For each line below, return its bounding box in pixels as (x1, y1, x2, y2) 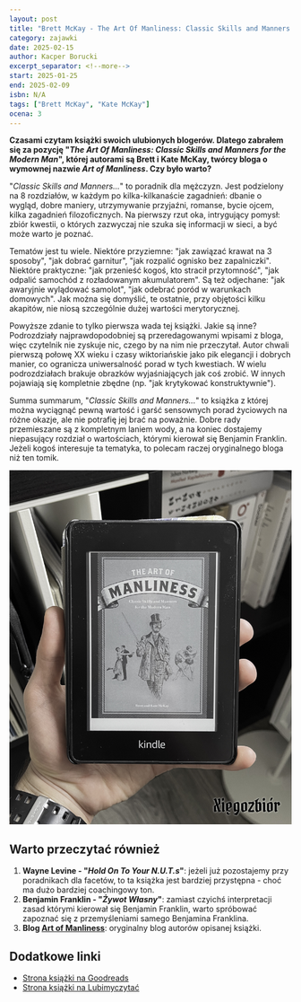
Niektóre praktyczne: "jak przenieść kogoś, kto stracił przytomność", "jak (9, 265, 279, 276)
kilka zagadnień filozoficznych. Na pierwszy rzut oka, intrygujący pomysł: (9, 209, 280, 220)
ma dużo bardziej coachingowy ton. (21, 884, 155, 895)
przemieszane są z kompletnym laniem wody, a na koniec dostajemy (9, 424, 262, 435)
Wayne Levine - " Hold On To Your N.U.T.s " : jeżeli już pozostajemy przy (21, 866, 289, 876)
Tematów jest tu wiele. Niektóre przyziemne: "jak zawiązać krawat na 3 (9, 246, 272, 257)
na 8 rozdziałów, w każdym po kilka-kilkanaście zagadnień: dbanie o (9, 190, 262, 201)
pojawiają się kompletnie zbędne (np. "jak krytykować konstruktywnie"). (9, 378, 276, 389)
